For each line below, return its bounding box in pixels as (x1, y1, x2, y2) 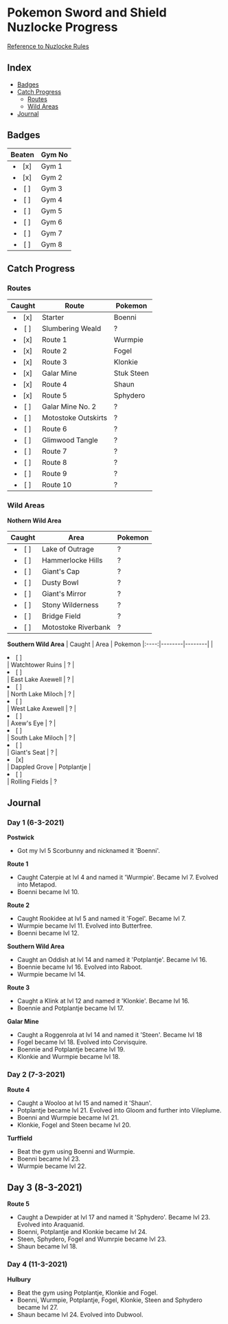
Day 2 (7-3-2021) (7, 1070, 65, 1080)
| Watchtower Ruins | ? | (7, 661, 75, 669)
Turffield (7, 1134, 33, 1142)
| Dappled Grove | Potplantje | (7, 762, 91, 771)
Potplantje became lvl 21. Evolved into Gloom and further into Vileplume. (16, 1106, 222, 1114)
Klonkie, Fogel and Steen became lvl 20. (16, 1121, 132, 1129)
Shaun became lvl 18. (16, 1242, 78, 1251)
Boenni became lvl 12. (16, 929, 80, 937)
